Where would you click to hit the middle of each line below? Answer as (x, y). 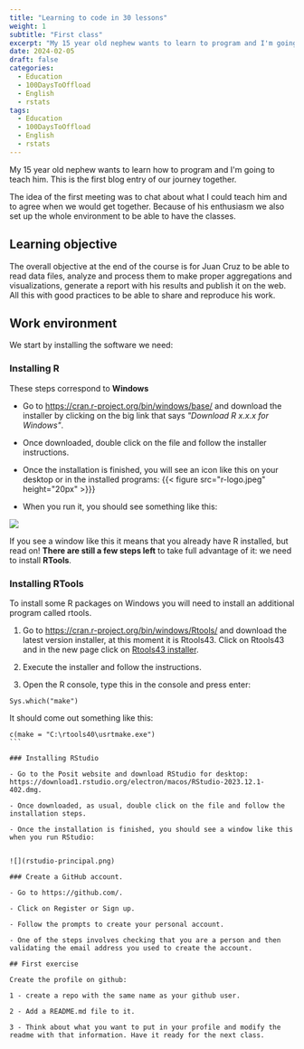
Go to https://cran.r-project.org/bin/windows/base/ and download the (152, 406)
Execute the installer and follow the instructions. (112, 666)
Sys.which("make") (44, 701)
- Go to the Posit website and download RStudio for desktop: (129, 774)
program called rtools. (51, 612)
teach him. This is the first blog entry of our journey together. (123, 179)
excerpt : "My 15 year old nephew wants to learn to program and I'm (141, 43)
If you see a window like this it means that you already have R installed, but (149, 541)
